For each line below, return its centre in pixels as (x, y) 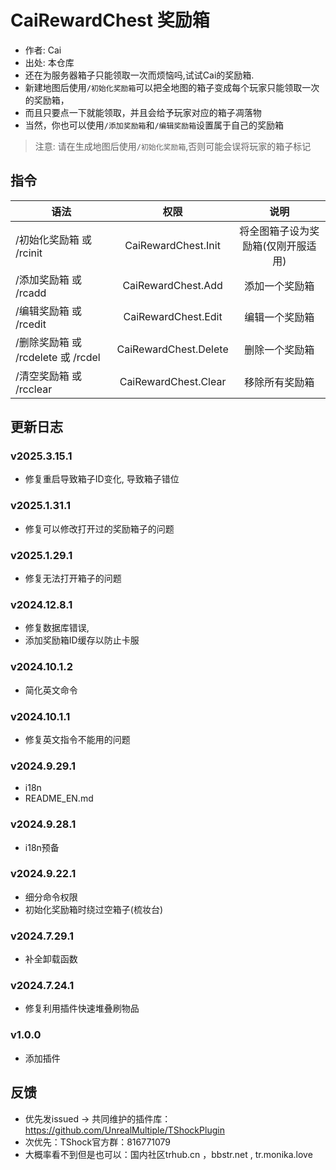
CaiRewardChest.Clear (173, 381)
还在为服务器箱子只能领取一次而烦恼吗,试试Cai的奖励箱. (139, 75)
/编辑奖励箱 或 (49, 311)
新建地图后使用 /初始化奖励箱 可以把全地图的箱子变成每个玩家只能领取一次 (172, 87)
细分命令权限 (51, 897)
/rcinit (29, 253)
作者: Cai (43, 50)
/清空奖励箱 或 (49, 376)
